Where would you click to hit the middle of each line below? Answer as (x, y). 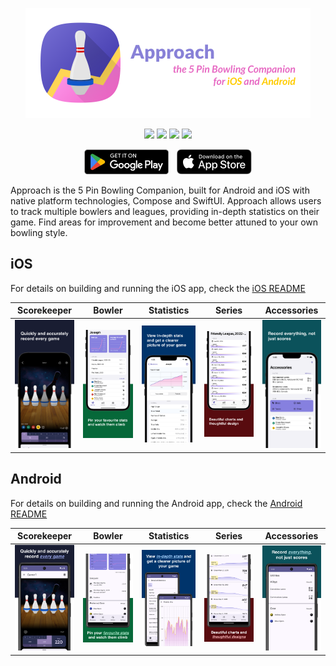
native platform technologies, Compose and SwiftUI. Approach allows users (166, 201)
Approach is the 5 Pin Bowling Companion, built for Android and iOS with (160, 190)
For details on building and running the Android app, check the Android (156, 503)
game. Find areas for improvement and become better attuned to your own (164, 222)
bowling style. (39, 232)
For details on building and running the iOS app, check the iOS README (158, 288)
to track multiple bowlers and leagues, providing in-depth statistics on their (165, 211)
